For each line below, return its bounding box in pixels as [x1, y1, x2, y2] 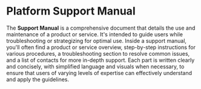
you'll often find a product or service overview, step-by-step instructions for [6, 44, 196, 51]
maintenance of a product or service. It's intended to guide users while [6, 30, 183, 38]
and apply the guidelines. [6, 76, 70, 83]
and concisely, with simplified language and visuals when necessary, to [6, 62, 185, 70]
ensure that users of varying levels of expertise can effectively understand [6, 69, 193, 76]
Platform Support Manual [6, 4, 136, 18]
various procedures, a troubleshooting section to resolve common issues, [6, 50, 190, 57]
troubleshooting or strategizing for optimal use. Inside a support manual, [6, 37, 186, 44]
